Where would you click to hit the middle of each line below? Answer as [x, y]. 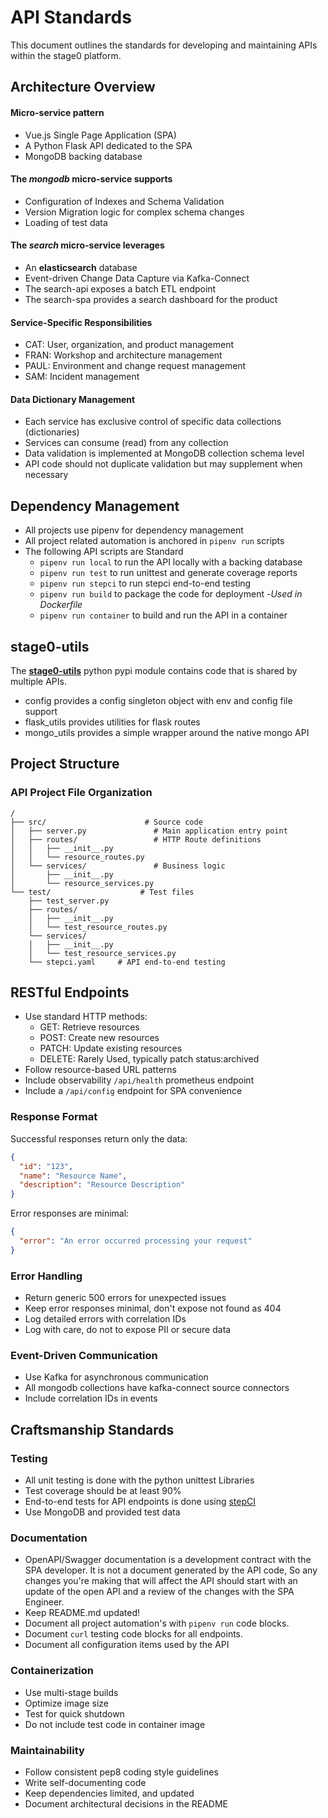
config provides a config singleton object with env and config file [158, 700]
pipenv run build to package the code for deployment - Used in [171, 594]
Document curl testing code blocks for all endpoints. [134, 1634]
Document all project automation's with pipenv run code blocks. [157, 1623]
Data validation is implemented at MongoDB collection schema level [164, 453]
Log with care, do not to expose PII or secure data [128, 1330]
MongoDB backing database [83, 156]
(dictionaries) [52, 432]
